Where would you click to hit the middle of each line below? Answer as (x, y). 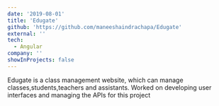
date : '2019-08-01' (36, 14)
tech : (15, 40)
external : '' (27, 34)
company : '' (25, 54)
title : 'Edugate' (33, 20)
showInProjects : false (41, 60)
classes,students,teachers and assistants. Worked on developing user (109, 87)
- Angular (28, 47)
